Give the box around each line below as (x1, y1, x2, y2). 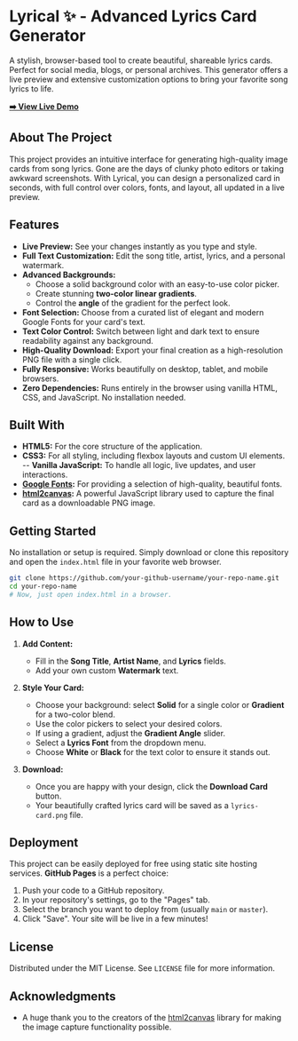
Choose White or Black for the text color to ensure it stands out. (35, 746, 271, 757)
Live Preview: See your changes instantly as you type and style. (21, 241, 257, 251)
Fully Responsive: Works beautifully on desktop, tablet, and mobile (21, 363, 269, 374)
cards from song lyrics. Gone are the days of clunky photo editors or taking (9, 163, 284, 174)
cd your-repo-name (9, 582, 77, 592)
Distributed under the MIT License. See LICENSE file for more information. (9, 963, 275, 973)
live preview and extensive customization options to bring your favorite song (9, 74, 288, 84)
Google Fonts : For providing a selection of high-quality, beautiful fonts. (21, 479, 283, 489)
